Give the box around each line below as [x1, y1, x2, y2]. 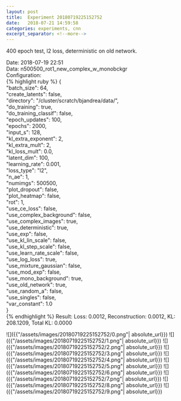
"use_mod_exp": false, [6, 268, 61, 276]
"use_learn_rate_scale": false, [6, 249, 79, 257]
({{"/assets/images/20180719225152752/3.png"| [6, 350, 125, 357]
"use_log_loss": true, [6, 256, 57, 263]
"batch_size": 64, [6, 84, 49, 91]
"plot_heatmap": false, [6, 192, 61, 200]
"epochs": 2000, [6, 123, 47, 130]
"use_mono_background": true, [6, 275, 83, 282]
